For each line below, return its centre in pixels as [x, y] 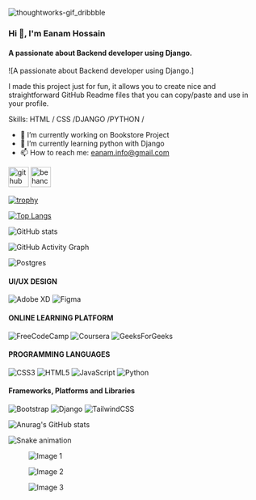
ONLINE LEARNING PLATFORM [61, 318]
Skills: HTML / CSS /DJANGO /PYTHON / [76, 119]
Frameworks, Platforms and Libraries [72, 391]
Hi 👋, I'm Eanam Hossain [57, 33]
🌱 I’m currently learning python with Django [92, 144]
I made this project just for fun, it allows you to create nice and [112, 87]
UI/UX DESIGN [33, 281]
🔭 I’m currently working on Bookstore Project [94, 135]
